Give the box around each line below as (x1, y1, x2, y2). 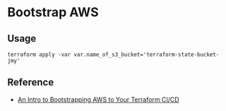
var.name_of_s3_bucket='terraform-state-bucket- (73, 51, 220, 58)
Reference (7, 76, 54, 88)
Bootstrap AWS (7, 4, 99, 21)
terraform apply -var (7, 51, 71, 58)
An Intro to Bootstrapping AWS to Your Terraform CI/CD (17, 95, 179, 103)
